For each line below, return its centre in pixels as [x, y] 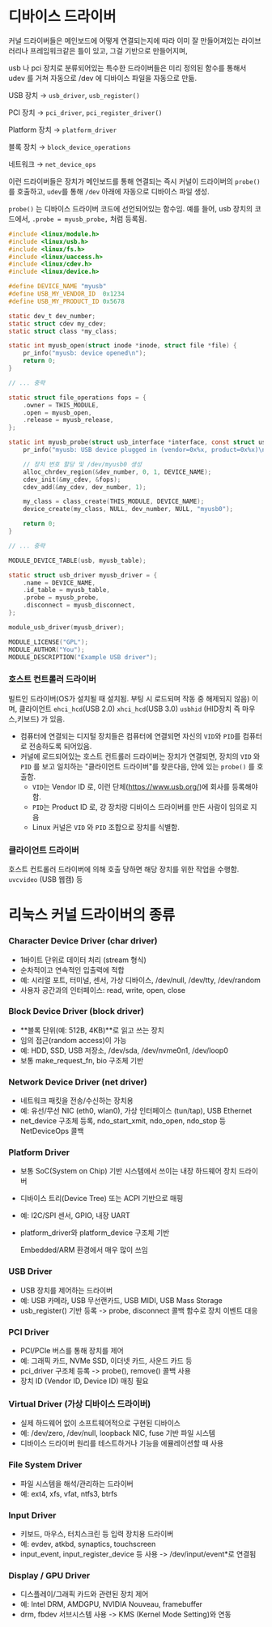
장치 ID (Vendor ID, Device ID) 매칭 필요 [84, 1381]
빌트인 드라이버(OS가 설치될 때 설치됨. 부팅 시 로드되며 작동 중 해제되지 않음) [129, 698]
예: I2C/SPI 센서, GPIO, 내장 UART [75, 1216]
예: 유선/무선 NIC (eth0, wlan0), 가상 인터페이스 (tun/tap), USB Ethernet [136, 1111]
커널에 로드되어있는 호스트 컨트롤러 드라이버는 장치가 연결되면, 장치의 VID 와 [140, 756]
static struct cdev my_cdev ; [57, 324]
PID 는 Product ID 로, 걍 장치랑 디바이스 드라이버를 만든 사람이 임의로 [140, 807]
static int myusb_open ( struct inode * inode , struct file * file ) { [123, 346]
